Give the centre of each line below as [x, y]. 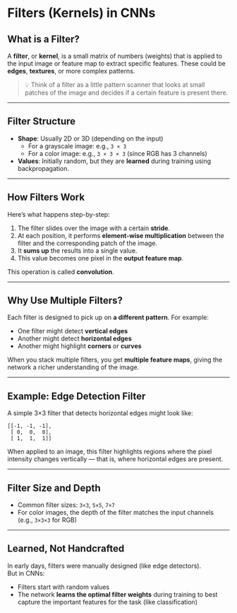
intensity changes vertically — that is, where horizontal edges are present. [115, 459]
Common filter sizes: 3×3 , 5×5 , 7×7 [66, 505]
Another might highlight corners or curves [80, 346]
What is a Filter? [43, 39]
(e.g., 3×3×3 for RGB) [47, 520]
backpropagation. [43, 168]
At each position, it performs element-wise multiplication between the [121, 235]
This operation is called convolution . [61, 272]
